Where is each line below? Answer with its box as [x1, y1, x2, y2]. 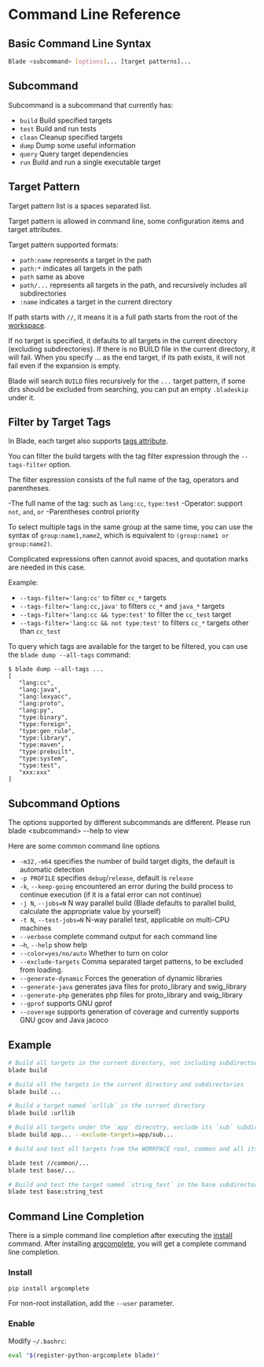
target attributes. [8, 224, 63, 234]
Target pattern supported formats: [8, 240, 119, 249]
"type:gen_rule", [18, 728, 76, 735]
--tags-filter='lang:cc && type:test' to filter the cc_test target [19, 610, 232, 619]
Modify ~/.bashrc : [8, 1336, 67, 1346]
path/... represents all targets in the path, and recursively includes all [19, 280, 247, 289]
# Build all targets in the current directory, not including [8, 1059, 216, 1067]
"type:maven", [18, 741, 65, 749]
